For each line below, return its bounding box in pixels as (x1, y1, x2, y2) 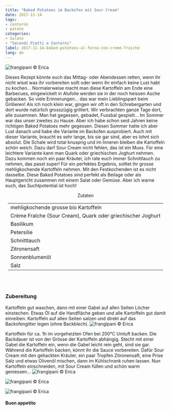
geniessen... (5, 368, 31, 375)
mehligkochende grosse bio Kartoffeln (10, 203, 102, 211)
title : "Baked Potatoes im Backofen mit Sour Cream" (5, 7, 120, 13)
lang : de (5, 50, 24, 55)
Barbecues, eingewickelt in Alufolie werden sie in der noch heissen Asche (5, 90, 160, 96)
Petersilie (10, 228, 33, 236)
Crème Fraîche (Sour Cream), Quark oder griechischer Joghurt (10, 212, 161, 219)
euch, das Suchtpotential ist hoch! (5, 182, 77, 189)
